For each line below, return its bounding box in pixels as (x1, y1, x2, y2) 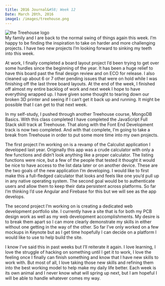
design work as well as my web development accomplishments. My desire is (5, 214, 160, 220)
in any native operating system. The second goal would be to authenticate (5, 178, 155, 184)
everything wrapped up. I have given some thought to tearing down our (5, 91, 150, 97)
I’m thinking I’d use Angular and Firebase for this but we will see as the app (5, 188, 157, 194)
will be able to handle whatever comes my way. (5, 275, 101, 281)
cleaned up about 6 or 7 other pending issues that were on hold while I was (5, 76, 158, 81)
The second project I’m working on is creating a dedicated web (5, 203, 133, 209)
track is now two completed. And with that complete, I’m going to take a (5, 127, 150, 133)
